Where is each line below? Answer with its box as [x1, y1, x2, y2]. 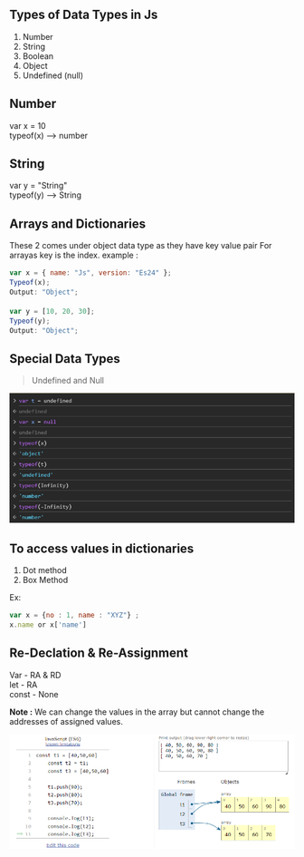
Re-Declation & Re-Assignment [9, 646, 188, 661]
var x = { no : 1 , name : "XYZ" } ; [9, 610, 140, 619]
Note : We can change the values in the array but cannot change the [9, 706, 265, 717]
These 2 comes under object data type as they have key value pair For [9, 240, 272, 251]
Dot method [22, 564, 68, 575]
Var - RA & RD [9, 669, 62, 680]
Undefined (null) [22, 70, 84, 81]
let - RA [9, 679, 38, 690]
